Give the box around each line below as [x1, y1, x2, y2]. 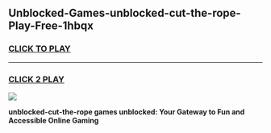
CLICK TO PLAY [8, 44, 71, 55]
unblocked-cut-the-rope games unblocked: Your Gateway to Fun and [8, 106, 245, 116]
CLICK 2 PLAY [8, 73, 65, 85]
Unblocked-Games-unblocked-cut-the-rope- [8, 6, 241, 20]
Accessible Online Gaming [8, 115, 99, 125]
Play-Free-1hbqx [8, 19, 94, 33]
